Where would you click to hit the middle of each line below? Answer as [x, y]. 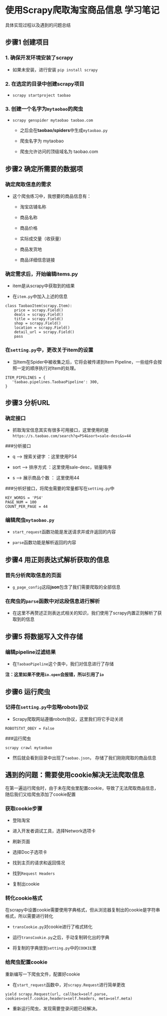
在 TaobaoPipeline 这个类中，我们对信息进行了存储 [63, 664]
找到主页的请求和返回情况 [39, 863]
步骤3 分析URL [28, 403]
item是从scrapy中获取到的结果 [43, 286]
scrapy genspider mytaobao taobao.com [53, 120]
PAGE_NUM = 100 [21, 503]
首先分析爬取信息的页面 [33, 575]
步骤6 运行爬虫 [28, 692]
